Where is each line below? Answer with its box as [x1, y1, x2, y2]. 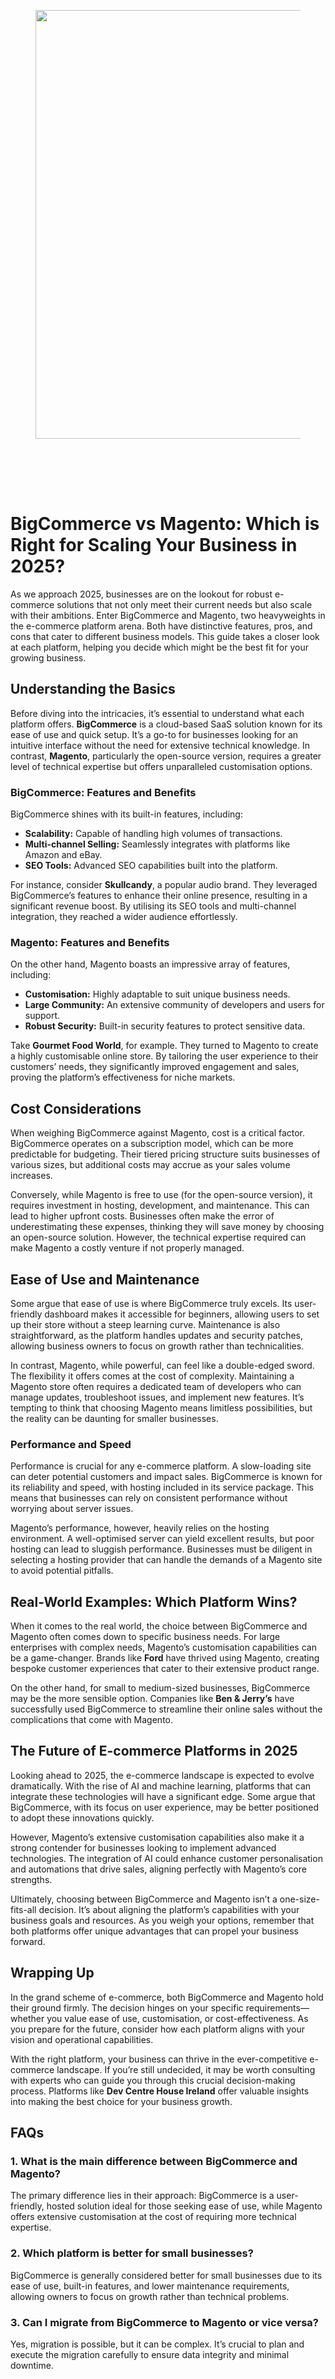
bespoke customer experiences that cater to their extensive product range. [10, 1663, 320, 1675]
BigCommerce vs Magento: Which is [10, 513, 320, 535]
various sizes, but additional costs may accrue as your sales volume [10, 1159, 291, 1171]
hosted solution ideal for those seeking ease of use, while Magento [46, 2200, 323, 2212]
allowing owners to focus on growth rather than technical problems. [10, 2290, 290, 2302]
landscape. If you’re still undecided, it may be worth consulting [56, 2063, 316, 2075]
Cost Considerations [10, 1100, 142, 1117]
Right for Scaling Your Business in [10, 534, 298, 557]
